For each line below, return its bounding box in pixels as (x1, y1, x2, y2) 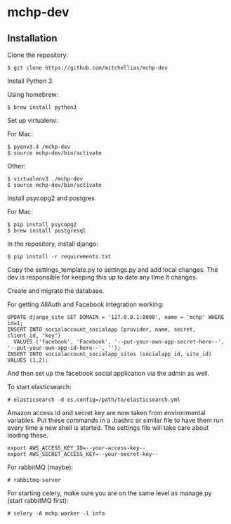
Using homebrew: (7, 91, 59, 98)
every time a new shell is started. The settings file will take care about (7, 424, 209, 432)
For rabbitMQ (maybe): (7, 463, 74, 471)
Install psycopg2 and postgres (7, 194, 95, 202)
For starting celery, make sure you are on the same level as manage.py (7, 489, 212, 497)
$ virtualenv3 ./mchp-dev (7, 176, 83, 183)
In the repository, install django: (7, 240, 98, 248)
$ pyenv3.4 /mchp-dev (7, 143, 71, 150)
